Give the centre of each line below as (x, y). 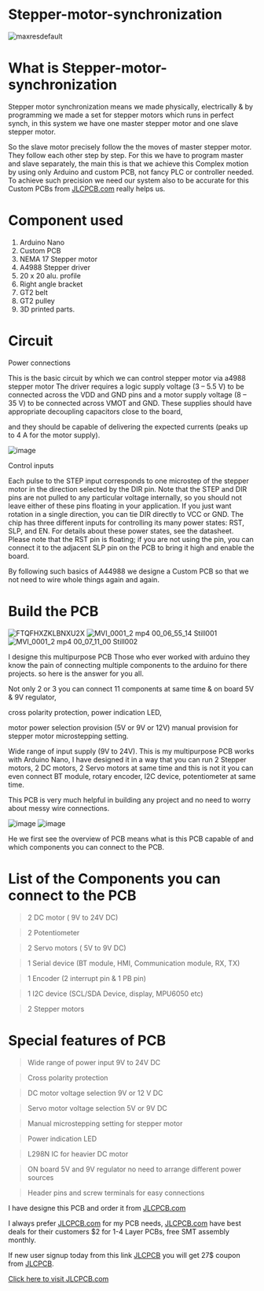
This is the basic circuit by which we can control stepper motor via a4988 (127, 378)
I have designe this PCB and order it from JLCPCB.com (97, 1208)
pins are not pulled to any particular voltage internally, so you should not (125, 497)
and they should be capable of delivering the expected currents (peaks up (128, 426)
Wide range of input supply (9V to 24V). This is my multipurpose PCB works (131, 751)
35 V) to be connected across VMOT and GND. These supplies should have (130, 403)
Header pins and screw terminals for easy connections (116, 1193)
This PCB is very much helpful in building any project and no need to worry (130, 799)
